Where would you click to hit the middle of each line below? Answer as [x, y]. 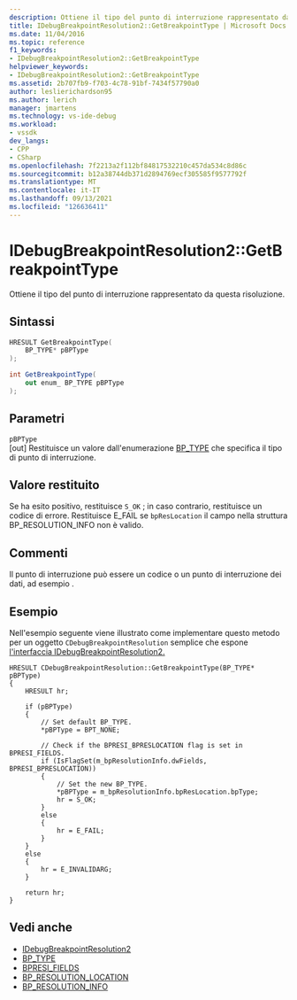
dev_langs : [29, 141]
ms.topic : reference [47, 42]
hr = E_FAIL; [80, 831]
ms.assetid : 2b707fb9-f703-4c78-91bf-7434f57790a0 [104, 83]
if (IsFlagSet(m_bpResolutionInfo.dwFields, [124, 761]
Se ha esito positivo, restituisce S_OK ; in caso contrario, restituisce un [136, 507]
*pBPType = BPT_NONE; [81, 730]
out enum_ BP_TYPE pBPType [75, 383]
